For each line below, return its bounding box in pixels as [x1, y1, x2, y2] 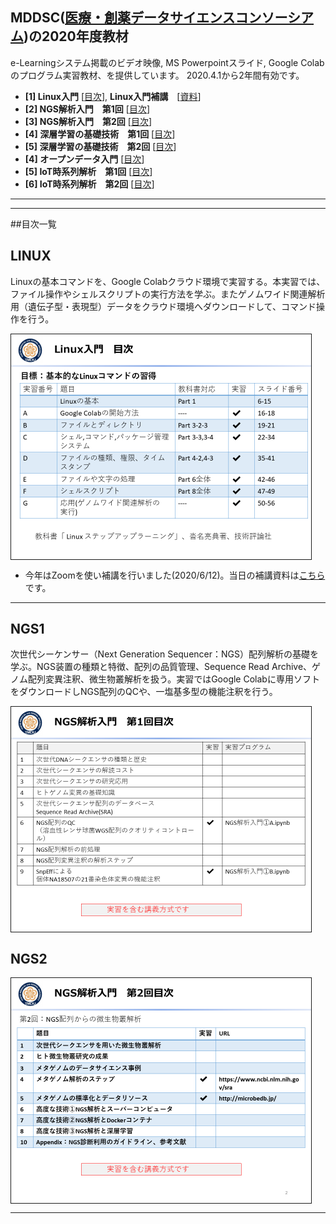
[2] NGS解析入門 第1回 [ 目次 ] [24, 103, 151, 115]
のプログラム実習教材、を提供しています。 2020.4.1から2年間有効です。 [10, 69, 305, 81]
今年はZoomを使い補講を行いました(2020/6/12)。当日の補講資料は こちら [24, 569, 326, 581]
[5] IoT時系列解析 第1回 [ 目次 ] [24, 165, 153, 177]
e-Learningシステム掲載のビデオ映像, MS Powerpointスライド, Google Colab [10, 56, 325, 68]
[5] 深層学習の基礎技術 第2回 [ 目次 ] [24, 140, 177, 152]
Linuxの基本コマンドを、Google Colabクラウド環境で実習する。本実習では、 [10, 275, 326, 287]
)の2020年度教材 [23, 28, 129, 45]
